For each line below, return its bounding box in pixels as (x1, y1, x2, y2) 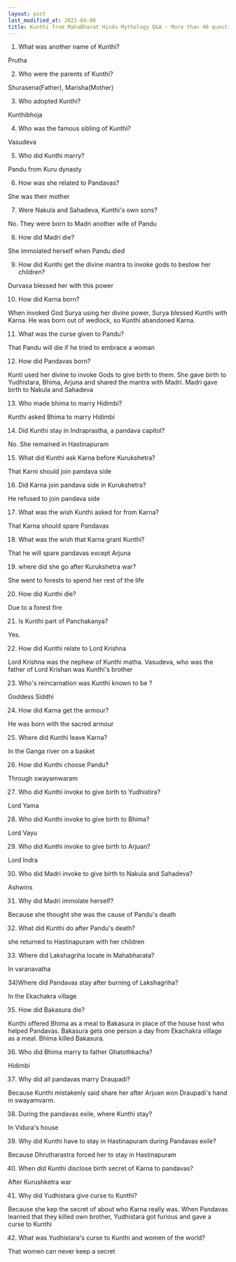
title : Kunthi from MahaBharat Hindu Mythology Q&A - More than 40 (8, 23, 209, 30)
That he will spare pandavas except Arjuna (8, 549, 132, 557)
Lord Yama (8, 802, 39, 810)
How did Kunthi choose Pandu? (18, 760, 109, 769)
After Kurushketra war (8, 1178, 72, 1186)
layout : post (8, 10, 46, 18)
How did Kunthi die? (18, 590, 76, 598)
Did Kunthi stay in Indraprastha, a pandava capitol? (18, 427, 165, 435)
